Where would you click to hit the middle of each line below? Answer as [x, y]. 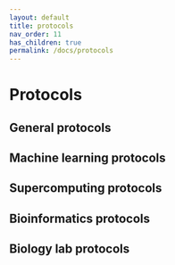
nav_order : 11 [36, 34]
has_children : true [46, 42]
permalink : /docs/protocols [62, 51]
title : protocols [42, 26]
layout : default [39, 17]
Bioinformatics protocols [79, 218]
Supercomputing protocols [86, 188]
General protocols [60, 127]
